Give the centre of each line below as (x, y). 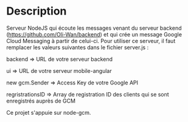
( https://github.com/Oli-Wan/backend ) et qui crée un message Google (94, 34)
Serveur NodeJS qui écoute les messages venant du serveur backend (94, 28)
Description (37, 11)
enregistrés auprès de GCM (41, 101)
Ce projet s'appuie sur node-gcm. (49, 112)
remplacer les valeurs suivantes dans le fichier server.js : (78, 47)
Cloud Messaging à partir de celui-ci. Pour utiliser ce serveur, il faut (91, 41)
